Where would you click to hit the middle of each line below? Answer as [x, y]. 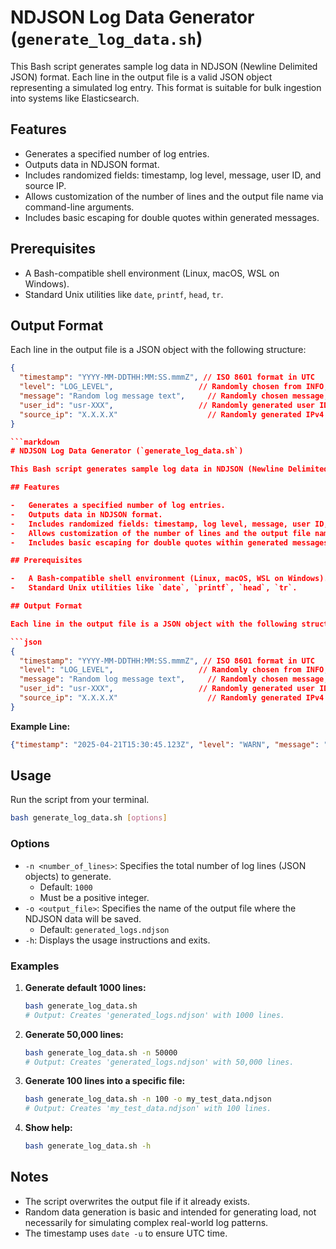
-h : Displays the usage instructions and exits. [117, 940]
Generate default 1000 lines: [85, 987]
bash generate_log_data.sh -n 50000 [101, 1052]
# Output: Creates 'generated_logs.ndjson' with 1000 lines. [155, 1015]
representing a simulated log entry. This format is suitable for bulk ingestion [166, 87]
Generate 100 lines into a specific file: [105, 1081]
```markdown [35, 442]
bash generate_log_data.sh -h [88, 1146]
